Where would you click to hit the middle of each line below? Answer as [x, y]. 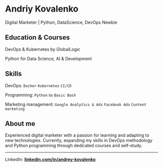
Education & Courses [38, 38]
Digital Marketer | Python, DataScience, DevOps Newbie [61, 22]
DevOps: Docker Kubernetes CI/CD [38, 85]
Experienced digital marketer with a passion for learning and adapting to [77, 135]
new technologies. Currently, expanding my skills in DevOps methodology [79, 140]
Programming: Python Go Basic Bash [41, 95]
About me [20, 124]
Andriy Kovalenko [42, 9]
